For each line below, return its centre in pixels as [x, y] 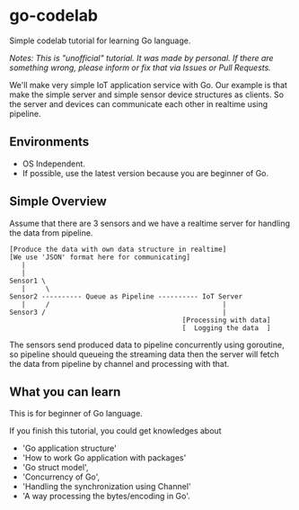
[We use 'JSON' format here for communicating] [100, 257]
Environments [49, 142]
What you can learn [65, 392]
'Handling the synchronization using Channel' [106, 487]
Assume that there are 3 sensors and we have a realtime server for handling [149, 223]
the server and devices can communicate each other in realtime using [139, 103]
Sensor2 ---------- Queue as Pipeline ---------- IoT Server [126, 296]
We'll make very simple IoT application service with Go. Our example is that [148, 85]
